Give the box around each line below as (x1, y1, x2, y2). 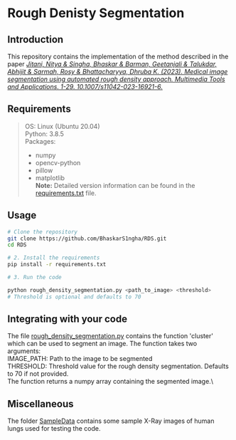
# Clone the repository (7, 228, 78, 236)
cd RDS (7, 241, 27, 248)
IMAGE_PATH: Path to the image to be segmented (7, 355, 153, 363)
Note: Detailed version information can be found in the (35, 181, 195, 189)
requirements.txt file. (35, 189, 97, 197)
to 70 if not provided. (7, 370, 69, 378)
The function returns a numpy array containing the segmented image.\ (7, 377, 213, 386)
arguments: (7, 347, 41, 355)
